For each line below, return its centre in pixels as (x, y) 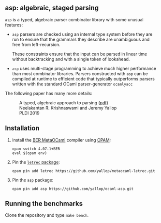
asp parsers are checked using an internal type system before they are (82, 34)
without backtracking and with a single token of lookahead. (71, 59)
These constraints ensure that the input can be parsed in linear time (80, 54)
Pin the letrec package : (36, 162)
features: (14, 25)
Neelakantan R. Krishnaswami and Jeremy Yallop (68, 108)
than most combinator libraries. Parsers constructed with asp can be (80, 73)
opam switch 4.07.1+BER (36, 149)
